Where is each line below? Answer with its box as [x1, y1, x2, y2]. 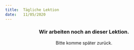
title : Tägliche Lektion [5, 7, 59, 12]
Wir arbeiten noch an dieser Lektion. [38, 28, 129, 35]
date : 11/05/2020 [5, 12, 46, 17]
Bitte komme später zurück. [55, 39, 112, 45]
